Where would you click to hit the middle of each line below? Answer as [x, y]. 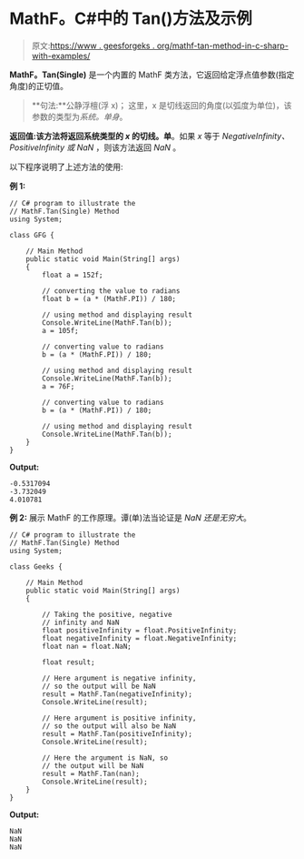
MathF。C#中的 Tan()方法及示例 [131, 19]
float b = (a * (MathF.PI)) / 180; [109, 298]
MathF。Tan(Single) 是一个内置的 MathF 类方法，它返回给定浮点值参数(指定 [152, 75]
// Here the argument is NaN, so [105, 758]
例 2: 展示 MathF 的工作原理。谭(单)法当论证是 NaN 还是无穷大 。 [131, 517]
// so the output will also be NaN [109, 726]
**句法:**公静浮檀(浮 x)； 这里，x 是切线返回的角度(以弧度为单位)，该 [162, 105]
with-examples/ [61, 56]
